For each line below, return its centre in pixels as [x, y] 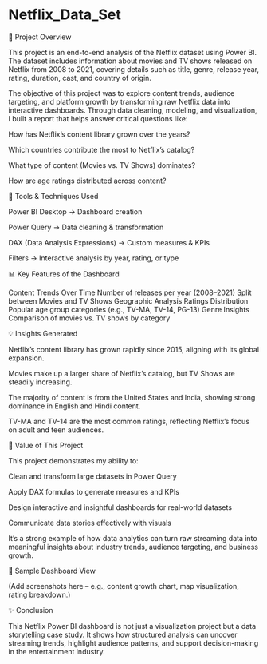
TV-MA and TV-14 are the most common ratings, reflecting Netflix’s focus [129, 421]
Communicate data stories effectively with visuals [90, 523]
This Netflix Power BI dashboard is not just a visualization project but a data [132, 626]
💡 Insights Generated [43, 333]
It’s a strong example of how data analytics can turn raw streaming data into [133, 538]
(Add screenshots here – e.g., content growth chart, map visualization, [124, 586]
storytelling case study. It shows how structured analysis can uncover [123, 634]
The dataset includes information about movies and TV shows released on [130, 61]
